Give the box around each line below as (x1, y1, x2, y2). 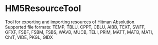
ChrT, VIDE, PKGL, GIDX (5, 34, 53, 40)
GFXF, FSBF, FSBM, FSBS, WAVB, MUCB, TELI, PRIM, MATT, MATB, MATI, (5, 29, 153, 35)
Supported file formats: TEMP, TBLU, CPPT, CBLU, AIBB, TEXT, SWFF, (5, 24, 146, 30)
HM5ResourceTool (5, 3, 81, 14)
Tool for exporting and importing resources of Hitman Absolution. (5, 19, 136, 25)
